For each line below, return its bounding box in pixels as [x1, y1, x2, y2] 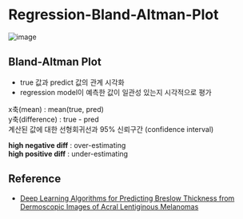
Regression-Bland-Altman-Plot [8, 6, 219, 24]
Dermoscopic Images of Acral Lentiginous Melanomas [19, 201, 199, 211]
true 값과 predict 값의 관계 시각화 [19, 78, 125, 87]
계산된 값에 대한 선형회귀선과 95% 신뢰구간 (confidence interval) [8, 124, 214, 133]
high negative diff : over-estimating [8, 140, 126, 149]
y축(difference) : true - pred [8, 114, 99, 124]
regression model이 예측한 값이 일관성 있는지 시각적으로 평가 [19, 87, 212, 97]
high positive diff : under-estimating [8, 149, 129, 158]
